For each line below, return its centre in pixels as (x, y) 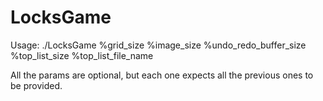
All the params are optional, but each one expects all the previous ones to (162, 75)
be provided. (36, 85)
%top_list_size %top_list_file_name (82, 55)
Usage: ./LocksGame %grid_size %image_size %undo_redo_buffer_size (158, 45)
